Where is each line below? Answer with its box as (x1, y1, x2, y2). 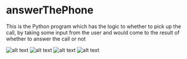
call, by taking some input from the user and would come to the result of (6, 29, 180, 36)
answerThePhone (6, 4, 93, 17)
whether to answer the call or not (6, 35, 86, 42)
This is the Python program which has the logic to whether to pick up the (6, 23, 181, 30)
